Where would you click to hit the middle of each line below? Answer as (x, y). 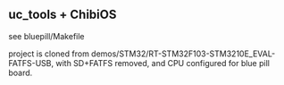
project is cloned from (49, 54)
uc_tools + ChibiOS (63, 15)
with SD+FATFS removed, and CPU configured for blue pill (163, 63)
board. (21, 72)
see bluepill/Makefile (47, 36)
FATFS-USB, (31, 63)
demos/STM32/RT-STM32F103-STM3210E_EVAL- (184, 54)
